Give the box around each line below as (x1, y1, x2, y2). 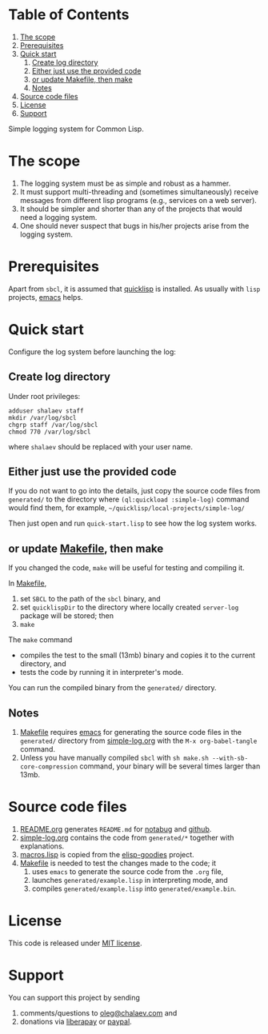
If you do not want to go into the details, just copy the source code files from (8, 486, 261, 496)
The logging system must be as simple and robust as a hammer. (19, 178, 231, 188)
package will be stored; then (19, 611, 114, 621)
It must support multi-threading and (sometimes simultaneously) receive (19, 186, 258, 197)
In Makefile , (8, 578, 47, 589)
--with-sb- (211, 754, 249, 762)
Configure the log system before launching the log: (8, 346, 176, 357)
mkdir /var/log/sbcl (8, 413, 78, 421)
